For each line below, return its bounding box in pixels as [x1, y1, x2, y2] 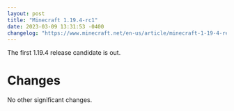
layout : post [7, 10, 45, 17]
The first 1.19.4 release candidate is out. [7, 49, 121, 57]
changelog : [7, 29, 39, 37]
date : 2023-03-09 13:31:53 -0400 [7, 23, 104, 30]
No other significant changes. [7, 96, 93, 104]
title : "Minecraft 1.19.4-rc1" [7, 17, 98, 24]
